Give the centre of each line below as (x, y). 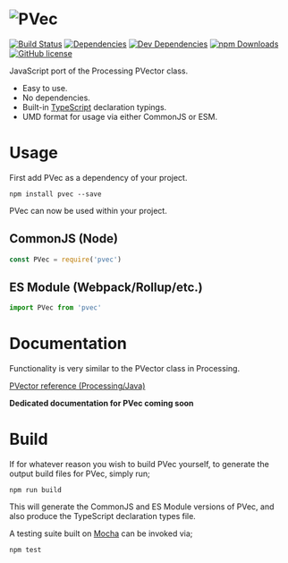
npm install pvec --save (55, 194)
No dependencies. (56, 98)
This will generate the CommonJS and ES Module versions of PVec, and (142, 507)
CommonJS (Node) (64, 239)
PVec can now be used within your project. (88, 210)
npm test (25, 550)
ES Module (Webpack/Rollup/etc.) (106, 287)
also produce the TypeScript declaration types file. (103, 516)
